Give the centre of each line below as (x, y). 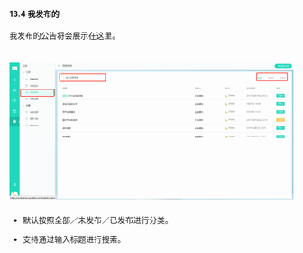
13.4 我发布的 (35, 14)
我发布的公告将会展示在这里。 (64, 35)
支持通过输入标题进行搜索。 (74, 239)
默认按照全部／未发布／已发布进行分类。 (97, 220)
